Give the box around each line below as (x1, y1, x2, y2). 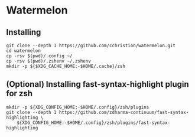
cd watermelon (6, 48, 41, 54)
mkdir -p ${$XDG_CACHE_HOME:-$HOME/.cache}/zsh (6, 63, 126, 69)
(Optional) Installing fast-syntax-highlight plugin (6, 79, 189, 89)
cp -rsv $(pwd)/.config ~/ (6, 53, 73, 59)
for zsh (6, 89, 33, 99)
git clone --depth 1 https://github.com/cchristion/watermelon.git (6, 43, 176, 48)
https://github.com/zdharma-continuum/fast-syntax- (58, 109, 189, 115)
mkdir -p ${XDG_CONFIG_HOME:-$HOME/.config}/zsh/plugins (6, 104, 149, 110)
